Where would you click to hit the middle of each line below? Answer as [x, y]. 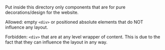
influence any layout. [27, 27]
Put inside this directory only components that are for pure [65, 7]
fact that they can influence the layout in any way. [56, 42]
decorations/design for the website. [42, 12]
